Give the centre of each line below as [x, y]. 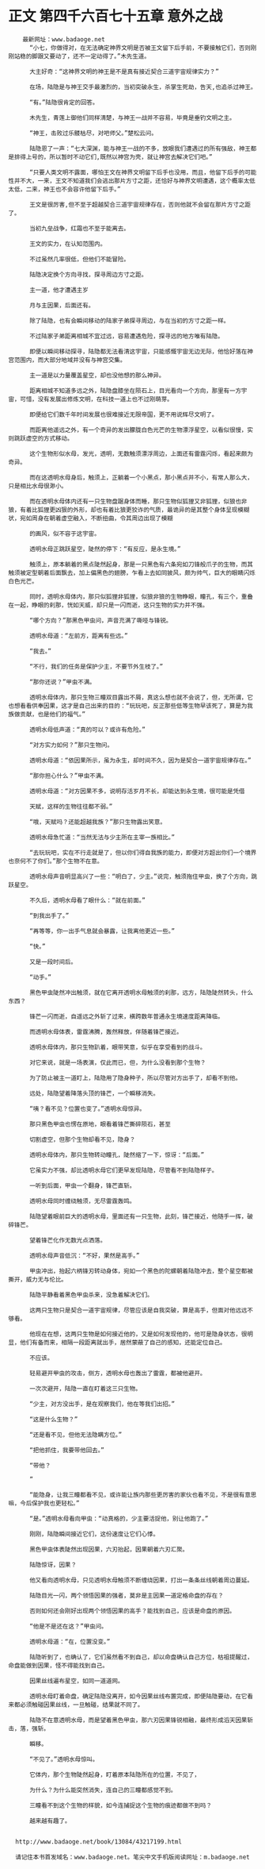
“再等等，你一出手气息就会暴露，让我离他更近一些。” [102, 931]
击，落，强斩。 [29, 1728]
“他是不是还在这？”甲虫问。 [68, 1626]
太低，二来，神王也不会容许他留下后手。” [64, 189]
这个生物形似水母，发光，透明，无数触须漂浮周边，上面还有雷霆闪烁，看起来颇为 [141, 453]
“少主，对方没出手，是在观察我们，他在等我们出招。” [102, 1404]
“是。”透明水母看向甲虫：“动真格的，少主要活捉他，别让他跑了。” [119, 1518]
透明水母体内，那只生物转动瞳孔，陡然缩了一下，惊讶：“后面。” [117, 1155]
